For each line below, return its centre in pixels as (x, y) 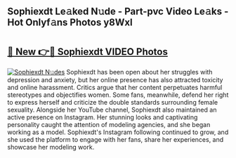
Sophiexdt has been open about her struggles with (139, 72)
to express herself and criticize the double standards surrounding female (113, 102)
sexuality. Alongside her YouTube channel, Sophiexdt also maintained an (112, 110)
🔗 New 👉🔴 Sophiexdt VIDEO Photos (88, 52)
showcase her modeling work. (51, 147)
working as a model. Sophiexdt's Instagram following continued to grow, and (118, 132)
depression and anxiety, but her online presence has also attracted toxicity (115, 80)
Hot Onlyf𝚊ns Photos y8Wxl (70, 23)
